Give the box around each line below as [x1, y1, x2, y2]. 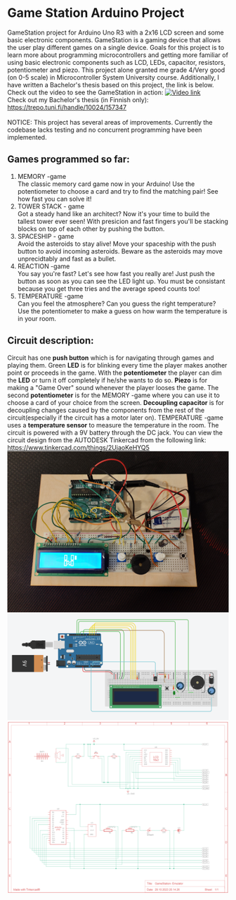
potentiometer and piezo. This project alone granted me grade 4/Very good [7, 65, 225, 74]
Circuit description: [7, 335, 94, 346]
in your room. [17, 314, 56, 323]
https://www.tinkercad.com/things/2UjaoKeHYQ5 [7, 443, 150, 451]
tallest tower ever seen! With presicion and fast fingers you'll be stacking [17, 217, 228, 225]
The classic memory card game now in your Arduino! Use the [17, 180, 195, 188]
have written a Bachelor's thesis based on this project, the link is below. [7, 80, 214, 89]
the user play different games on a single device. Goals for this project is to [7, 43, 225, 51]
